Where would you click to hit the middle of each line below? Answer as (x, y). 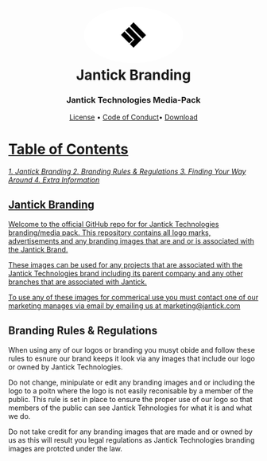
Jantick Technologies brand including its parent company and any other (126, 273)
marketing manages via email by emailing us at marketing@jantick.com (124, 306)
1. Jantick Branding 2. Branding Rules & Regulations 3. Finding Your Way (127, 171)
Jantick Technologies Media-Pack (133, 100)
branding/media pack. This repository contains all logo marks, (110, 232)
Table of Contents (68, 149)
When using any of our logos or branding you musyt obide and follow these (132, 350)
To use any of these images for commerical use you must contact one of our (133, 297)
